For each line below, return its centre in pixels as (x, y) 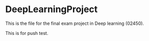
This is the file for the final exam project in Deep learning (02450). (75, 23)
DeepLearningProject (52, 9)
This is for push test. (27, 33)
